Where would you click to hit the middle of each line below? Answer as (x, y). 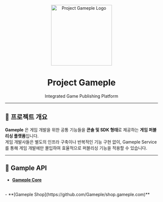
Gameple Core (27, 180)
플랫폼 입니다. (26, 135)
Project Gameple (81, 83)
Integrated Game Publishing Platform (81, 96)
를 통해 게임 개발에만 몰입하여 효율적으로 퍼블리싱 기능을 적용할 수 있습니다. (76, 148)
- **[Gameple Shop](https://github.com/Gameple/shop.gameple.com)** (77, 194)
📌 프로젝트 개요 (26, 117)
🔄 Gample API (26, 168)
